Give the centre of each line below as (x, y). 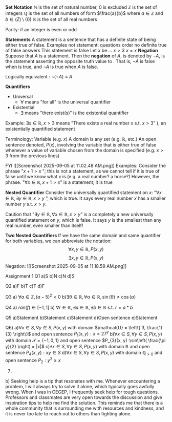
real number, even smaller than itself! (44, 225)
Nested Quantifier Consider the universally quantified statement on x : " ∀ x (84, 193)
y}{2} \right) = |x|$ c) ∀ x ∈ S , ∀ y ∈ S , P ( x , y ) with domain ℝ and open (78, 347)
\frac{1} (155, 327)
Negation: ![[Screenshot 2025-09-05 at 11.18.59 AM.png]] (66, 266)
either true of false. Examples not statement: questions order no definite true (86, 45)
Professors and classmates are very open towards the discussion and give (84, 397)
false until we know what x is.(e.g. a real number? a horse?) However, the (82, 176)
